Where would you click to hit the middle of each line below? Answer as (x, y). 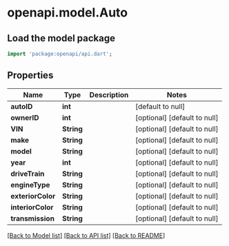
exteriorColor (33, 196)
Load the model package (61, 38)
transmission (33, 218)
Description (109, 94)
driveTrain (28, 174)
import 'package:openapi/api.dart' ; (60, 54)
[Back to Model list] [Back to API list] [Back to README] (86, 235)
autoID (22, 106)
